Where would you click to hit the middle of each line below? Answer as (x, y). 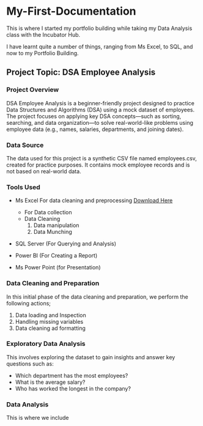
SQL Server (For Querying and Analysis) (66, 244)
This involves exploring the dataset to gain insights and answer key (91, 357)
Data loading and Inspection (51, 315)
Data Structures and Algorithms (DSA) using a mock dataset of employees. (101, 110)
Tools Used (24, 187)
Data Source (25, 145)
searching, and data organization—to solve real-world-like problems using (100, 122)
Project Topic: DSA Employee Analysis (81, 73)
